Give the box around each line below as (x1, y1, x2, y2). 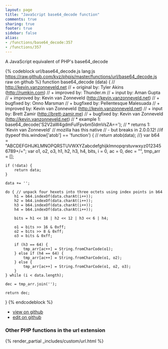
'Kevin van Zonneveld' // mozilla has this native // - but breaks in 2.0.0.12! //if (5, 126, 163, 133)
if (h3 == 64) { (14, 242, 49, 247)
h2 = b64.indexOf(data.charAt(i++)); (14, 198, 93, 203)
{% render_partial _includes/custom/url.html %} (5, 338, 104, 344)
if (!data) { (5, 163, 33, 168)
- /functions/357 (5, 45, 42, 50)
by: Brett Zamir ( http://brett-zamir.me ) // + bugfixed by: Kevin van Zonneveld (5, 111, 163, 117)
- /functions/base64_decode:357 (5, 40, 73, 45)
